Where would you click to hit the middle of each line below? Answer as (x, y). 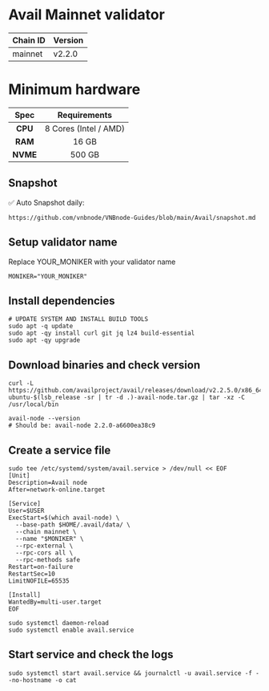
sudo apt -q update (41, 327)
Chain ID (29, 40)
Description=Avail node (48, 482)
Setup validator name (63, 242)
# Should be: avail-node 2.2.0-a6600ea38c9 (82, 426)
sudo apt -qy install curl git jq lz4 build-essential (102, 333)
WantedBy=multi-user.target (55, 602)
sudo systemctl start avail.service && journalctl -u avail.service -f (130, 673)
